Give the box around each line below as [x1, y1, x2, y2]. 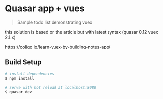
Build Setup [5, 58, 42, 67]
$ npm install [5, 76, 35, 81]
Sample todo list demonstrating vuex [17, 19, 93, 25]
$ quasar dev [5, 90, 32, 95]
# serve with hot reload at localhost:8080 [5, 85, 97, 90]
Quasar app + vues [5, 3, 85, 14]
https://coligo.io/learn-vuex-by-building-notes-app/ [5, 44, 111, 49]
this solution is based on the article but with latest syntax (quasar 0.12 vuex [5, 29, 158, 35]
